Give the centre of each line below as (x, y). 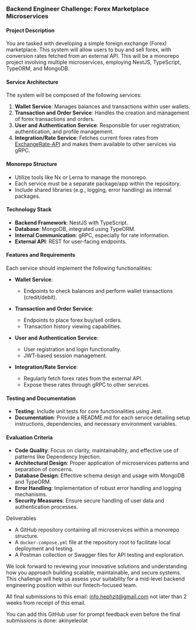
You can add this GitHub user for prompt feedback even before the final (93, 614)
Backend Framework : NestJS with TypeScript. (71, 223)
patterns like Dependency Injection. (58, 457)
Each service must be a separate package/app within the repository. (98, 183)
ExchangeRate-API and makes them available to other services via (95, 144)
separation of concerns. (44, 469)
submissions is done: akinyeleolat (47, 621)
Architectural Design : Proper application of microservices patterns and (102, 463)
